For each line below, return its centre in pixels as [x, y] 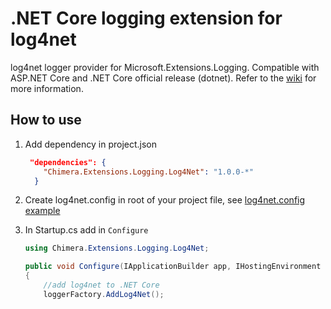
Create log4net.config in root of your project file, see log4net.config [165, 200]
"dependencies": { [68, 162]
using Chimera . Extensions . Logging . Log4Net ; [117, 248]
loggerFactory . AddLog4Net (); [104, 294]
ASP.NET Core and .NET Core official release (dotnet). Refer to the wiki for [163, 78]
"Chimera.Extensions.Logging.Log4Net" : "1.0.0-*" [148, 172]
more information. [47, 88]
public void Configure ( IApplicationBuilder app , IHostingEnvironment [173, 267]
